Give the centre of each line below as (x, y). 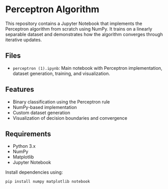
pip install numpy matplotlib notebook (48, 182)
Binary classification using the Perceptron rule (61, 102)
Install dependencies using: (34, 172)
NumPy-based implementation (45, 107)
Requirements (28, 134)
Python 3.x (24, 146)
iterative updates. (24, 40)
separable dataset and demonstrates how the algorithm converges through (84, 34)
